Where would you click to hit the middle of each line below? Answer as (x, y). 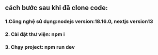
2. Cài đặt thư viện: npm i (35, 34)
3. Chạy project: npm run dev (40, 47)
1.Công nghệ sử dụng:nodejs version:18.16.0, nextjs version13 (79, 22)
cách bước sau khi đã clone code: (56, 8)
